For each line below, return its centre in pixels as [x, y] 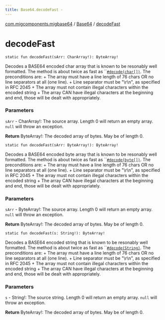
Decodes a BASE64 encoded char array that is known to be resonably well [81, 66]
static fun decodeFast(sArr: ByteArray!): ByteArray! [62, 145]
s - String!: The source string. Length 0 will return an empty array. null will [81, 298]
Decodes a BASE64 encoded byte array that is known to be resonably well [81, 154]
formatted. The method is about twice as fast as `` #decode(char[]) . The [78, 71]
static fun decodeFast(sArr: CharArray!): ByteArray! [62, 57]
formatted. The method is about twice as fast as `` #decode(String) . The [78, 248]
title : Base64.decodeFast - [34, 10]
